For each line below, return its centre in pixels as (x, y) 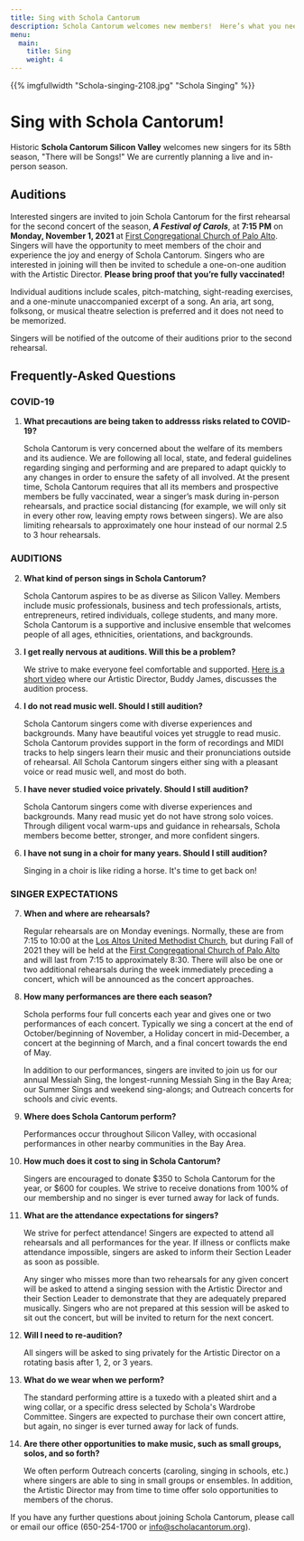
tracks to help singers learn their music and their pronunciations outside (157, 752)
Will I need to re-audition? (73, 1336)
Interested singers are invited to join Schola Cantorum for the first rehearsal (151, 216)
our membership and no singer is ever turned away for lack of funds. (151, 1198)
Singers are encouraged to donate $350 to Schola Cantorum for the (149, 1179)
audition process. (55, 688)
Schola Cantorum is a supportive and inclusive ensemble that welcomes (157, 624)
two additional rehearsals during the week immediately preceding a (148, 969)
